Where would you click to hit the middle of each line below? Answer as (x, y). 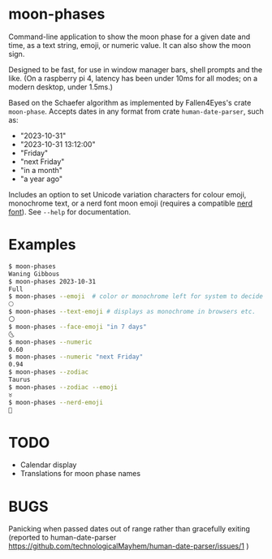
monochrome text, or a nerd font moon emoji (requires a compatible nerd (131, 203)
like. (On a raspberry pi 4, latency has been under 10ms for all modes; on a (133, 78)
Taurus (19, 379)
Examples (42, 245)
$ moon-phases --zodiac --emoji (63, 387)
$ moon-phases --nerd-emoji (56, 402)
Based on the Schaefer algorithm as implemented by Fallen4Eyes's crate (130, 102)
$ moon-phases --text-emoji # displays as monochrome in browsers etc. (132, 312)
